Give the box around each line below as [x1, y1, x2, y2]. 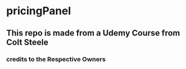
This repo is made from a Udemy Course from [6, 28, 181, 38]
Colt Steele [6, 37, 49, 47]
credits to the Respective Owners [6, 55, 106, 63]
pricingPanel [6, 4, 71, 18]
